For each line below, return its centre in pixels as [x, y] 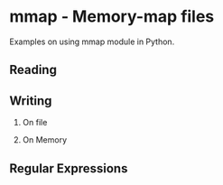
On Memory [45, 140]
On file [35, 123]
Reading [33, 70]
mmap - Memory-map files [112, 17]
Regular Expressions [69, 168]
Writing [31, 101]
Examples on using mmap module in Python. [92, 42]
